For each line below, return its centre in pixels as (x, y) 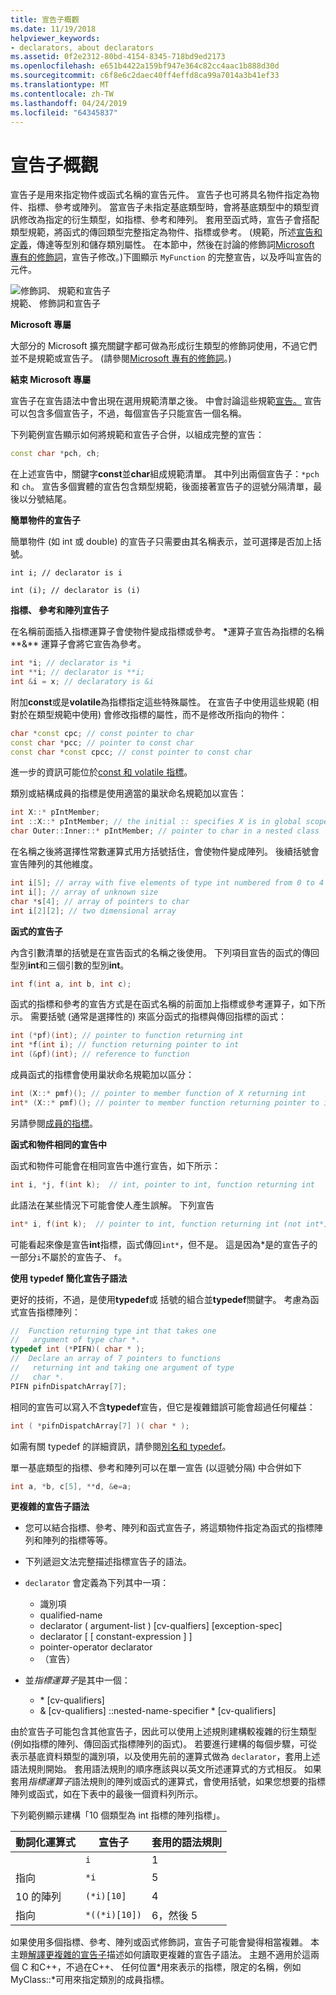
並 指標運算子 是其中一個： (77, 1680)
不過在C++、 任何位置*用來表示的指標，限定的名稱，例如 (183, 1967)
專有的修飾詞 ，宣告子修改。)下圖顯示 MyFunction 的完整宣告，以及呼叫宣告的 (166, 257)
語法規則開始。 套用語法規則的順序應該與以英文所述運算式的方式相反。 (156, 1769)
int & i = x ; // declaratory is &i (82, 681)
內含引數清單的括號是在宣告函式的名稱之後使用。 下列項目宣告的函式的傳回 (165, 952)
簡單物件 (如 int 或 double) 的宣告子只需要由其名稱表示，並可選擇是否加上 (161, 542)
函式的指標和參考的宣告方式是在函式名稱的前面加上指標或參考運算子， (155, 1004)
